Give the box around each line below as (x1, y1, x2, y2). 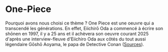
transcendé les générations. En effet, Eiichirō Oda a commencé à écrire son (5, 25, 163, 31)
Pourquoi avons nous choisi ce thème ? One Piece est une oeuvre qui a (5, 20, 154, 26)
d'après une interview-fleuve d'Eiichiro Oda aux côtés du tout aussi (5, 36, 146, 42)
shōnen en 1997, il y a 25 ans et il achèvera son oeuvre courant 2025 (5, 30, 149, 36)
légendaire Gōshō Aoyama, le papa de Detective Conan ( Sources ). (5, 41, 145, 47)
